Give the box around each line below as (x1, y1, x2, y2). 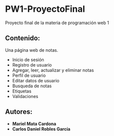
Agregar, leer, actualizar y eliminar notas (12, 67, 94, 73)
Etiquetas (12, 88, 32, 94)
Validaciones (12, 93, 38, 99)
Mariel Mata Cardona (12, 121, 57, 127)
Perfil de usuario (12, 72, 46, 78)
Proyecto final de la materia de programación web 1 (5, 20, 109, 26)
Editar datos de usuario (12, 77, 60, 83)
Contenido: (5, 34, 40, 42)
